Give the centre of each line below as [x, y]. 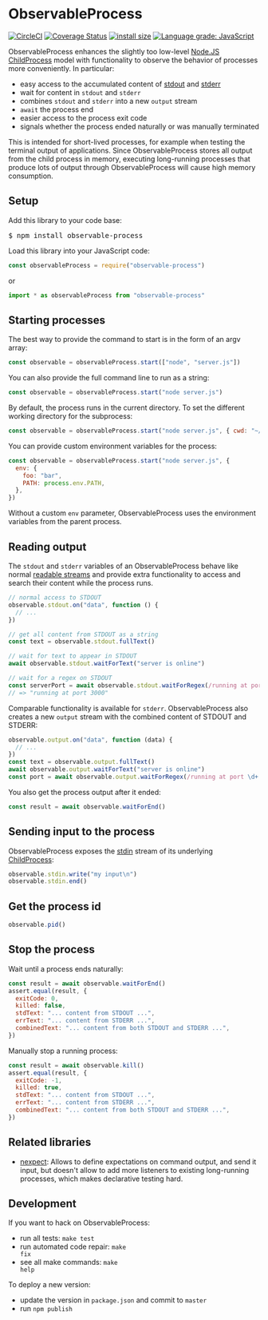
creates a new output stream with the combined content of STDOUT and [128, 717]
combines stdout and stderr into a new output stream [108, 101]
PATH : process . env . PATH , [64, 483]
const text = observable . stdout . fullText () [82, 642]
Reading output [47, 547]
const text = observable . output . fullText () [82, 762]
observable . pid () [37, 925]
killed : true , [39, 1087]
